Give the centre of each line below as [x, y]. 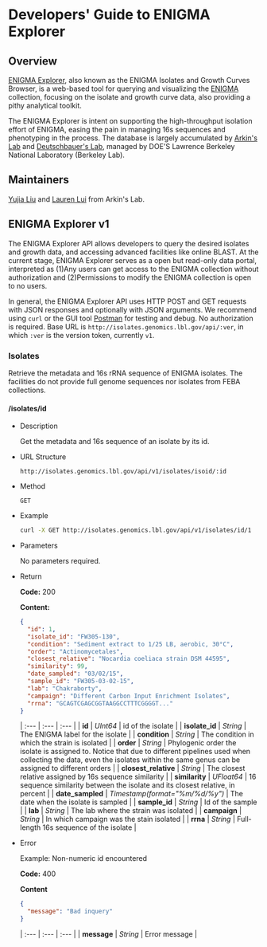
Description [39, 426]
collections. [27, 390]
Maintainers [39, 180]
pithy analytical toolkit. [45, 106]
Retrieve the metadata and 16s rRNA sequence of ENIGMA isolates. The [126, 373]
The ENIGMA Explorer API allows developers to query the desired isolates [129, 243]
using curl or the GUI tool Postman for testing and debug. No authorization [131, 318]
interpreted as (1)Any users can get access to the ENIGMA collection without [133, 269]
